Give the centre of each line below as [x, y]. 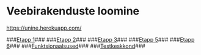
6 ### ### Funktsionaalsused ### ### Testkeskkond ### [76, 46]
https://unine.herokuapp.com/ [44, 28]
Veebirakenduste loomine [73, 11]
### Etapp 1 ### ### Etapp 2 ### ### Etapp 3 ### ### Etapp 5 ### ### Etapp [100, 39]
